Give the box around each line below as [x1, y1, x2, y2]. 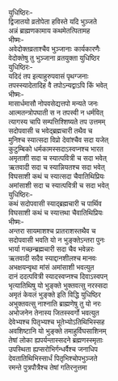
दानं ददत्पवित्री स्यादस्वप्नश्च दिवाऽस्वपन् [8, 272, 107, 281]
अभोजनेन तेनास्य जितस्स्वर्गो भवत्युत [8, 308, 99, 317]
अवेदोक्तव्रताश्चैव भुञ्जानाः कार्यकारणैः [8, 44, 101, 53]
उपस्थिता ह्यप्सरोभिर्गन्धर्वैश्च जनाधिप [8, 345, 99, 353]
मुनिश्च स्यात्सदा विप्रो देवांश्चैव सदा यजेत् [8, 135, 109, 145]
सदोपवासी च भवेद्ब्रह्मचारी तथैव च [8, 126, 93, 135]
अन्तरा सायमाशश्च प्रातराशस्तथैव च [8, 226, 96, 235]
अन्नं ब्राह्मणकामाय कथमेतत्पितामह [8, 26, 91, 36]
